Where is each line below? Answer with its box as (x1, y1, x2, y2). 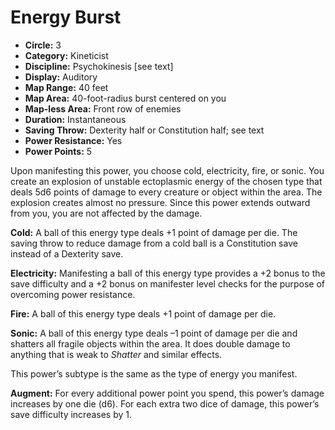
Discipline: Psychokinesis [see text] (24, 60, 174, 72)
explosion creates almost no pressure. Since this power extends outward (10, 196, 311, 208)
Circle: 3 (24, 39, 62, 51)
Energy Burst (10, 6, 122, 29)
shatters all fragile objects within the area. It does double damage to (10, 337, 291, 350)
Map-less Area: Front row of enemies (24, 102, 182, 115)
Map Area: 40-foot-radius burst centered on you (24, 92, 227, 104)
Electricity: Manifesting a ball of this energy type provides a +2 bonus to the (10, 267, 326, 279)
